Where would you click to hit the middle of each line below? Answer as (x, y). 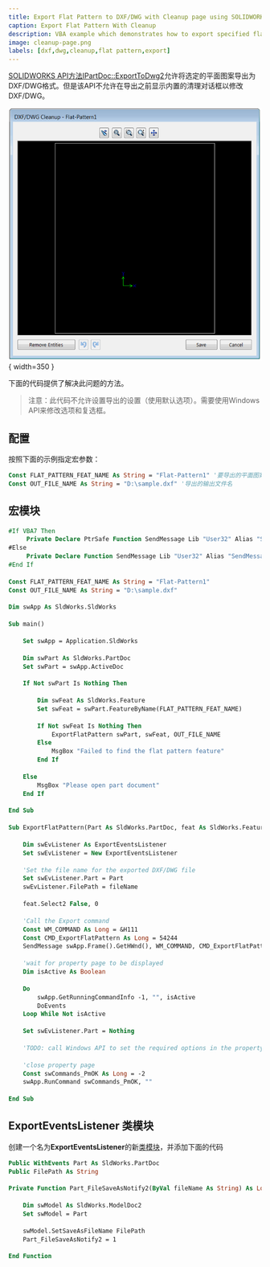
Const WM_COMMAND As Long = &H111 (80, 929)
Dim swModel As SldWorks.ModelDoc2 (82, 1206)
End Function (30, 1257)
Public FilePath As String (53, 1171)
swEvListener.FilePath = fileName (80, 887)
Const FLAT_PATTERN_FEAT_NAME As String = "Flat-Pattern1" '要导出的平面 (131, 475)
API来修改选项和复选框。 (69, 411)
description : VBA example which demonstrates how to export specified (129, 34)
